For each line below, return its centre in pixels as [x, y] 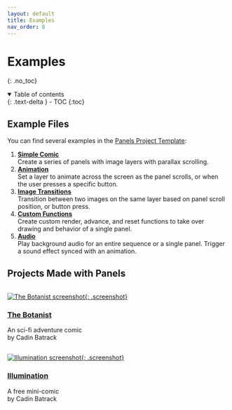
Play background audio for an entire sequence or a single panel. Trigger [121, 244]
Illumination [28, 376]
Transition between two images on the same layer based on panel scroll [121, 199]
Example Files [38, 124]
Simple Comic [38, 154]
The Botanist [29, 315]
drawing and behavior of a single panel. [75, 229]
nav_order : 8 [26, 27]
